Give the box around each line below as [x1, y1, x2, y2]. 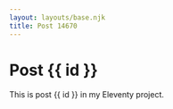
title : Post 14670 [9, 21, 78, 30]
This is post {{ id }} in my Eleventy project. [9, 89, 165, 100]
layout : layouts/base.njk [9, 13, 105, 22]
